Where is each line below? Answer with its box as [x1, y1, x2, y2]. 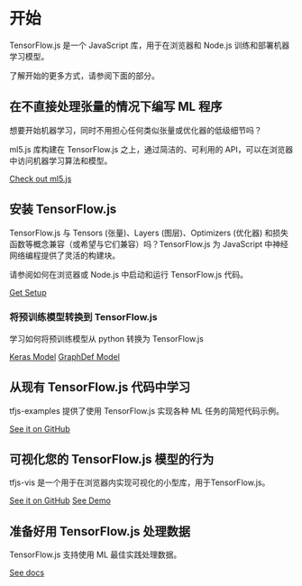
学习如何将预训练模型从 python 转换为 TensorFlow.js [9, 333, 205, 343]
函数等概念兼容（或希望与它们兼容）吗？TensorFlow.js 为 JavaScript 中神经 [9, 238, 288, 249]
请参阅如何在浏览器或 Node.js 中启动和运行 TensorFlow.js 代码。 [9, 269, 248, 279]
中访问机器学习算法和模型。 [9, 155, 113, 166]
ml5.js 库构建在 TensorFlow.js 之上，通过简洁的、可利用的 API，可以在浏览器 [9, 143, 294, 154]
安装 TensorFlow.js [9, 202, 117, 217]
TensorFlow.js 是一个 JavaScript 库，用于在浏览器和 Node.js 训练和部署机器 [9, 40, 290, 50]
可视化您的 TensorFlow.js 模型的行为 [9, 452, 215, 467]
